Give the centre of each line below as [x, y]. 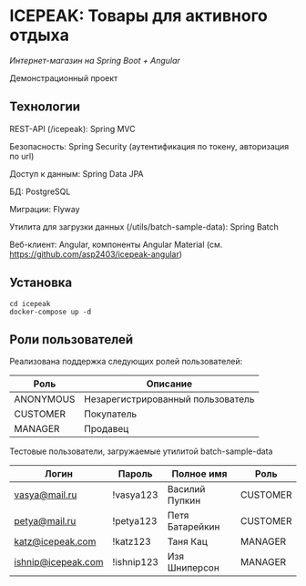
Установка [41, 283]
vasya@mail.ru [46, 495]
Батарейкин [194, 527]
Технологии [45, 107]
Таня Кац [187, 541]
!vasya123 [135, 495]
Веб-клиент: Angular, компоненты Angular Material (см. [116, 244]
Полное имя [199, 474]
